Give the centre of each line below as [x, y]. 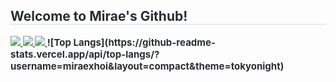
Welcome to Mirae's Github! [99, 16]
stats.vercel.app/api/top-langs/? [85, 54]
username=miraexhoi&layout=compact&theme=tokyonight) [147, 66]
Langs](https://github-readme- [144, 42]
